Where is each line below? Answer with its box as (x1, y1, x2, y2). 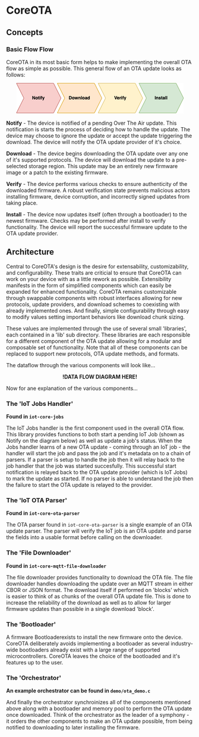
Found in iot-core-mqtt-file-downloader (6, 562, 107, 569)
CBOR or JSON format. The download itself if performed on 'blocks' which (6, 586, 189, 593)
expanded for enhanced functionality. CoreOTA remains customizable (6, 288, 177, 295)
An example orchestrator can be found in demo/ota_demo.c (6, 687, 150, 694)
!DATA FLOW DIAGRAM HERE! (62, 373, 138, 380)
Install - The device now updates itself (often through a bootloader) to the (6, 210, 187, 218)
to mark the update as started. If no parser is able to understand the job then (6, 475, 194, 482)
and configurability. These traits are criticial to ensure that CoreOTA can (6, 269, 182, 276)
